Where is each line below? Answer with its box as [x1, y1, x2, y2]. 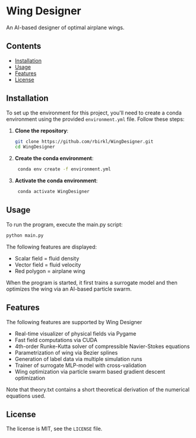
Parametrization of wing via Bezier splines [14, 349, 118, 356]
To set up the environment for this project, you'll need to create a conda [6, 109, 182, 116]
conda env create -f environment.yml [17, 166, 111, 172]
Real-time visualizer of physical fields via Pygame [14, 330, 137, 337]
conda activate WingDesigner [17, 189, 90, 195]
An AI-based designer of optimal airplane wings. [6, 24, 125, 31]
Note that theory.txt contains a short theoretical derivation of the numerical [6, 386, 190, 393]
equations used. [6, 392, 46, 399]
